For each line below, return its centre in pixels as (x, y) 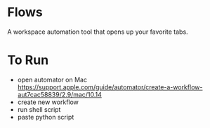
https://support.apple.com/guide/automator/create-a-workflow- (110, 87)
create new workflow (48, 102)
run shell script (39, 109)
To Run (28, 60)
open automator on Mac (52, 79)
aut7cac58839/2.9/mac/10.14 (59, 94)
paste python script (46, 117)
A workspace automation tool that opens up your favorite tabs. (98, 32)
